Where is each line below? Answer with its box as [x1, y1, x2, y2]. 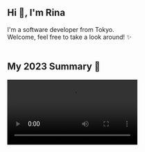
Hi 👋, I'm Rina [7, 7, 66, 19]
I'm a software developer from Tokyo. [7, 25, 114, 33]
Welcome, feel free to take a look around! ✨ [7, 33, 132, 41]
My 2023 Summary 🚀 [7, 60, 101, 73]
